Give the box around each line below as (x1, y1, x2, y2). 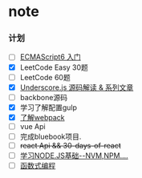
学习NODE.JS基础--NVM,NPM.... (19, 151, 128, 160)
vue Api (19, 121, 46, 131)
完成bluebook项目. (19, 131, 82, 141)
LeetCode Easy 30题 (19, 63, 88, 72)
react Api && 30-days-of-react (19, 141, 122, 151)
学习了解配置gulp (19, 103, 78, 112)
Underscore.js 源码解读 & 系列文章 (19, 83, 134, 92)
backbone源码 (19, 92, 68, 102)
